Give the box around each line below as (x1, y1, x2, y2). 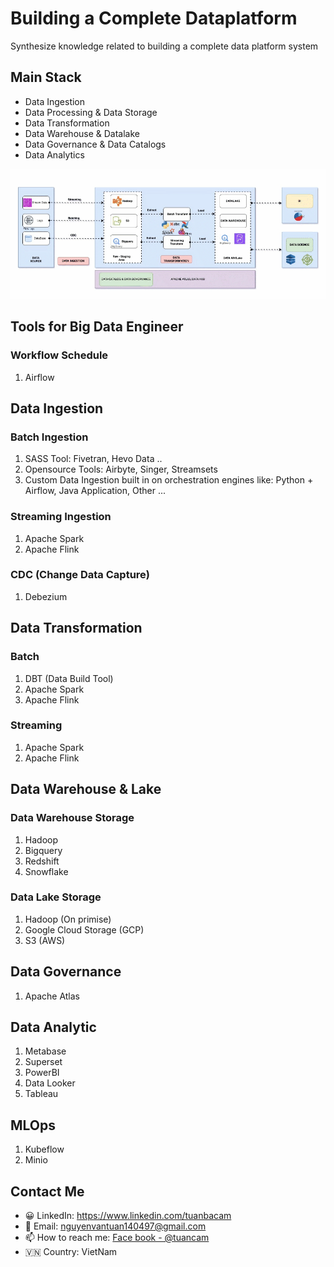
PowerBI (24, 1067, 60, 1079)
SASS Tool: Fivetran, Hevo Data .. (24, 453, 163, 465)
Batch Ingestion (10, 430, 89, 444)
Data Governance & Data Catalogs (24, 138, 167, 150)
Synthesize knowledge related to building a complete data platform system (10, 40, 319, 52)
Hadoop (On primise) (24, 913, 112, 925)
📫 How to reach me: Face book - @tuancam (24, 1232, 210, 1244)
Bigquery (24, 844, 63, 856)
